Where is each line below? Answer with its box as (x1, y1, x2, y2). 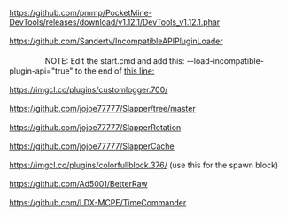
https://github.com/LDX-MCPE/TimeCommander (9, 198, 187, 207)
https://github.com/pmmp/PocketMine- (9, 8, 152, 18)
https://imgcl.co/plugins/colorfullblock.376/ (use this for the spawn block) (9, 159, 279, 170)
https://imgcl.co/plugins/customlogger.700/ (9, 84, 168, 95)
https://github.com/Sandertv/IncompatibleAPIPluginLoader (9, 35, 223, 46)
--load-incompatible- (186, 56, 264, 66)
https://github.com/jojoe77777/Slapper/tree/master (9, 104, 197, 113)
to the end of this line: (74, 66, 155, 76)
